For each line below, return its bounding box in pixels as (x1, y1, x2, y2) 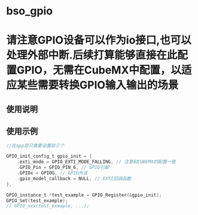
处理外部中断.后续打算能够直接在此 (6, 49, 178, 62)
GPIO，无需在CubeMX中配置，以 (17, 63, 181, 77)
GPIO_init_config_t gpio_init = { (6, 153, 93, 159)
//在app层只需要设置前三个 (6, 143, 65, 149)
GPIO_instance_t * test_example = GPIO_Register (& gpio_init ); (6, 192, 162, 198)
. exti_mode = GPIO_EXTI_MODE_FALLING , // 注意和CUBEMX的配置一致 (17, 159, 176, 165)
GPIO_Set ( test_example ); (6, 198, 68, 204)
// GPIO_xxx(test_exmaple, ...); (6, 203, 90, 209)
